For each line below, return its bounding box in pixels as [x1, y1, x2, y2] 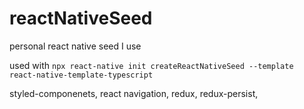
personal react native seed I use [9, 40, 142, 52]
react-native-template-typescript [9, 70, 154, 80]
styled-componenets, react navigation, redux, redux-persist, [9, 87, 259, 99]
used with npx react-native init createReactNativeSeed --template [9, 59, 294, 71]
